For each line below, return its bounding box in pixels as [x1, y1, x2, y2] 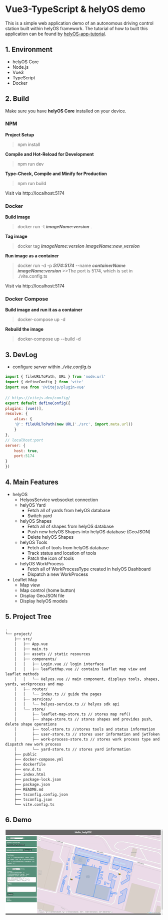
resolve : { [5, 411, 28, 416]
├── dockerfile [14, 761, 46, 767]
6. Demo [5, 816, 32, 824]
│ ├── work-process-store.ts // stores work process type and [14, 736, 160, 742]
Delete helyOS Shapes [27, 534, 74, 540]
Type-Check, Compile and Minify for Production [5, 171, 107, 177]
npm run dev [17, 161, 44, 167]
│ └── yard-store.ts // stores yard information [14, 746, 131, 752]
